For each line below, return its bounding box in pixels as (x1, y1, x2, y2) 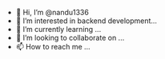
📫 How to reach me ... (15, 42, 91, 51)
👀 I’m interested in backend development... (15, 16, 158, 26)
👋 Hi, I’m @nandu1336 (15, 8, 90, 17)
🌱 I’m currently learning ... (15, 25, 102, 33)
